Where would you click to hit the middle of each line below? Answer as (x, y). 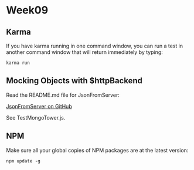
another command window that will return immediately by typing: (84, 52)
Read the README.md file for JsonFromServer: (63, 95)
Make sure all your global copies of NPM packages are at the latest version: (97, 150)
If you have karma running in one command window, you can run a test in (95, 46)
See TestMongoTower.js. (36, 117)
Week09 (27, 10)
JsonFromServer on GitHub (39, 106)
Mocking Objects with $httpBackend (74, 81)
